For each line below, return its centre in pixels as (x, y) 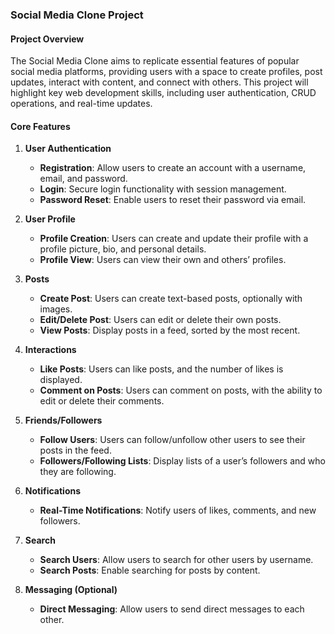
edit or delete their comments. (102, 401)
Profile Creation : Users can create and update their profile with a (174, 239)
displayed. (61, 380)
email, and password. (83, 179)
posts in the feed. (75, 450)
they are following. (78, 472)
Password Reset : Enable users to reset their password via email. (173, 200)
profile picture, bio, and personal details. (123, 249)
